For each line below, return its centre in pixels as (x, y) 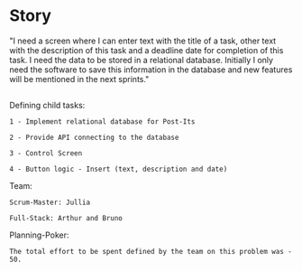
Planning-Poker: (39, 235)
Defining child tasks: (47, 106)
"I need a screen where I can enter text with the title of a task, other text (143, 41)
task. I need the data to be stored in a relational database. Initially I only (141, 60)
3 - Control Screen (46, 154)
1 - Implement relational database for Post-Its (102, 122)
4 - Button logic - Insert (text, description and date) (119, 169)
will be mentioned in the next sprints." (79, 79)
